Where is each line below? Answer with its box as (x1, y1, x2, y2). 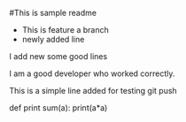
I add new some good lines (9, 51, 108, 61)
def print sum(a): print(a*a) (9, 103, 108, 113)
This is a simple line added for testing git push (9, 86, 177, 95)
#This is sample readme (9, 8, 97, 18)
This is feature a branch (21, 25, 109, 34)
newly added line (21, 34, 85, 44)
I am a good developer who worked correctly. (9, 68, 175, 79)
